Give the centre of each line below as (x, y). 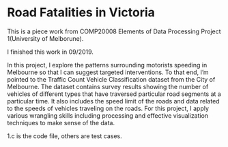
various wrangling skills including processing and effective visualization (108, 115)
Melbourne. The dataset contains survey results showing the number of (108, 86)
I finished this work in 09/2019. (51, 52)
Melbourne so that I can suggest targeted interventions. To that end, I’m (108, 72)
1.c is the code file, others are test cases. (65, 136)
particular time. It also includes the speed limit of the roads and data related (113, 101)
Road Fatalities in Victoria (81, 13)
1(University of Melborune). (45, 38)
